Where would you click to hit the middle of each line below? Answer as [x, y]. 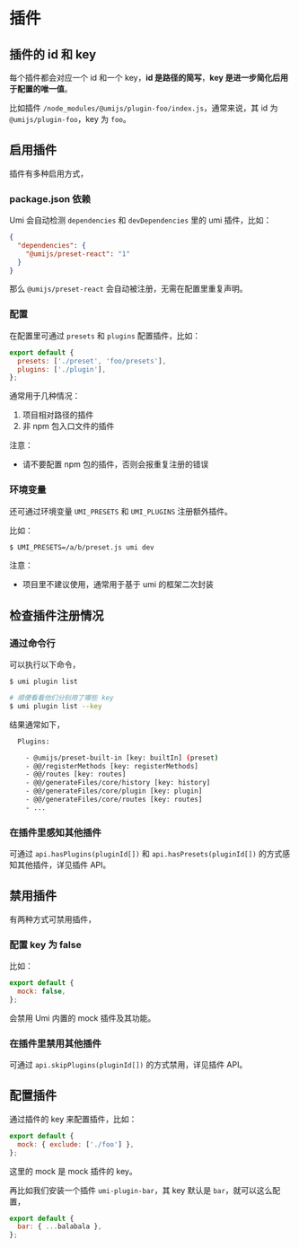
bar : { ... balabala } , [60, 1226]
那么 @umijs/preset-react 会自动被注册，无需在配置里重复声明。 [128, 289]
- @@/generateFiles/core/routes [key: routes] [114, 800]
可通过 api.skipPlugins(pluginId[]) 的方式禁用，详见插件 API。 [128, 1065]
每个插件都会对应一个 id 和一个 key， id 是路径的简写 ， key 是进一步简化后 [145, 78]
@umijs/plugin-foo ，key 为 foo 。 [70, 119]
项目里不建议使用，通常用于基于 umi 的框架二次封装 [118, 584]
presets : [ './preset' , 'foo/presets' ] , [92, 361]
